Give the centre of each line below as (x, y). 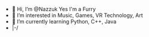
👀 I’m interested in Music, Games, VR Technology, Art (77, 15)
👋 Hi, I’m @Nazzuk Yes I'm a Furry (54, 9)
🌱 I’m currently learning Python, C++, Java (64, 21)
